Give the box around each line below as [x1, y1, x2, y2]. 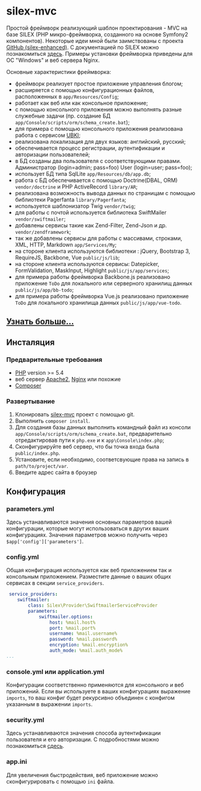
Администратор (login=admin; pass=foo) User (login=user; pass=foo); [14, 164, 193, 171]
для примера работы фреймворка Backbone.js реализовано [14, 273, 171, 280]
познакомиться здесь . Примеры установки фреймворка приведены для [6, 50, 193, 57]
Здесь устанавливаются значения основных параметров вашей [6, 518, 172, 526]
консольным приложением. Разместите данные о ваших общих [6, 573, 171, 580]
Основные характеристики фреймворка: [6, 68, 112, 75]
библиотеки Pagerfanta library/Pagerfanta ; [14, 196, 127, 203]
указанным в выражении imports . [6, 701, 93, 708]
